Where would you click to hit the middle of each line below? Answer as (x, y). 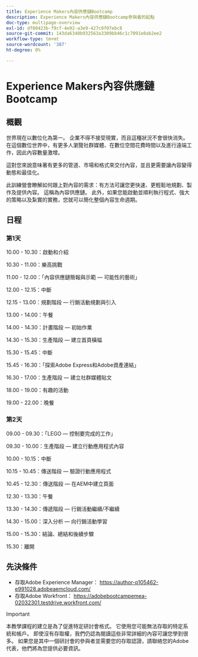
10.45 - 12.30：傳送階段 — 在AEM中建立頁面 (60, 483)
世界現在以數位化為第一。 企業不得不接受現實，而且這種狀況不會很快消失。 (97, 138)
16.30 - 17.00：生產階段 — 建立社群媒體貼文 (59, 378)
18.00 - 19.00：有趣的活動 (37, 390)
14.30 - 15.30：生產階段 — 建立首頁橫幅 (54, 340)
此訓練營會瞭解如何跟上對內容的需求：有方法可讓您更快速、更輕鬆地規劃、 (96, 185)
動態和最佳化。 (24, 172)
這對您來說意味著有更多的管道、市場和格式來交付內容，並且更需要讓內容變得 (99, 165)
